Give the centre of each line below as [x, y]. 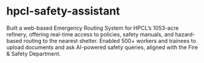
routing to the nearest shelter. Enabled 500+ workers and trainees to [110, 41]
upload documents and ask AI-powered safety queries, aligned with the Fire [102, 47]
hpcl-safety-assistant [63, 11]
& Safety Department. [34, 53]
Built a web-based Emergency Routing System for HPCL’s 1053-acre [93, 28]
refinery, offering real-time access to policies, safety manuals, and [90, 34]
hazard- [185, 34]
